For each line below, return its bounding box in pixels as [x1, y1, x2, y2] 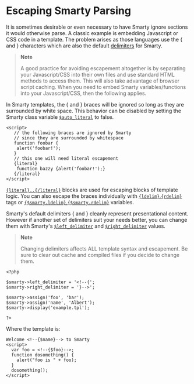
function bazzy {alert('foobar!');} [16, 166, 106, 172]
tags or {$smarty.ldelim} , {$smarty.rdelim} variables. [6, 198, 134, 205]
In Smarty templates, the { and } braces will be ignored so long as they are [6, 101, 185, 108]
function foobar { [13, 140, 59, 146]
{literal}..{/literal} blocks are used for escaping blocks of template [6, 186, 178, 193]
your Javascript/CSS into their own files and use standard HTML [20, 71, 175, 78]
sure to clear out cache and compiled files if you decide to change [20, 251, 179, 258]
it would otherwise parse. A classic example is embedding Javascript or [6, 29, 179, 36]
